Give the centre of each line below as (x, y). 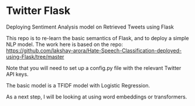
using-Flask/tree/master (35, 56)
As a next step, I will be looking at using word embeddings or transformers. (97, 97)
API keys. (17, 74)
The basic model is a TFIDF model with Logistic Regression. (78, 85)
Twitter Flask (38, 11)
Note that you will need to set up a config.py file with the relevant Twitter (94, 68)
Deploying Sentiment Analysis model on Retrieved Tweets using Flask (90, 27)
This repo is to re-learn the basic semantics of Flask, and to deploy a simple (97, 38)
